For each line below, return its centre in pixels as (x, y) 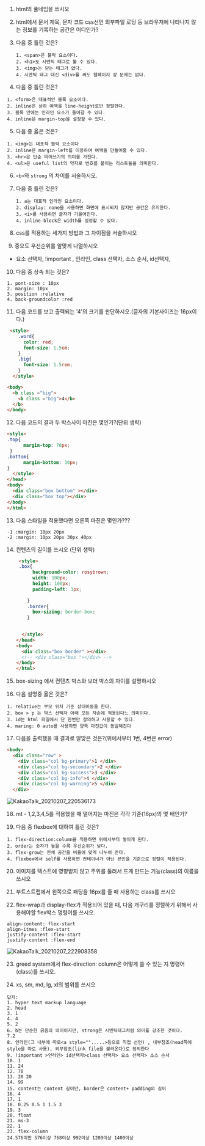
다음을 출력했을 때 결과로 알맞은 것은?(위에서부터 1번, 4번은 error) (94, 738)
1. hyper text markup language (47, 1003)
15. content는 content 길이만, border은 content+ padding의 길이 (87, 1089)
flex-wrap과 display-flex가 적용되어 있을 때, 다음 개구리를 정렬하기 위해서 (103, 905)
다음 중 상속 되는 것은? (42, 272)
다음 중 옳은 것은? (37, 131)
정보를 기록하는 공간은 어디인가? (60, 30)
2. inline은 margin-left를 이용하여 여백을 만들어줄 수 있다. (77, 150)
